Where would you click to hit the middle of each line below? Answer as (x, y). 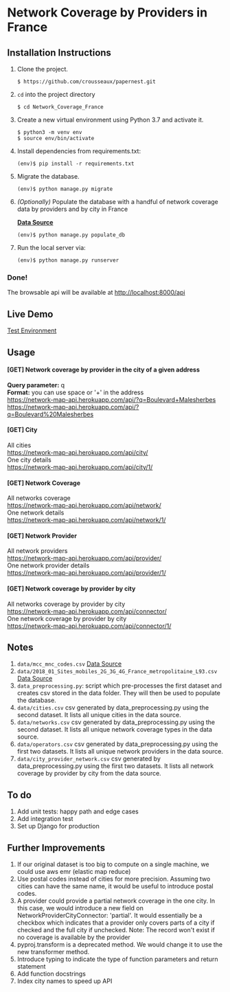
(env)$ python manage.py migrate (65, 189)
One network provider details (48, 565)
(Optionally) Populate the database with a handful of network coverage (117, 202)
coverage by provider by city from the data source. (89, 774)
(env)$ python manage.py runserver (68, 260)
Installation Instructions (59, 53)
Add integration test (45, 819)
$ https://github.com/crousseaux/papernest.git (86, 82)
